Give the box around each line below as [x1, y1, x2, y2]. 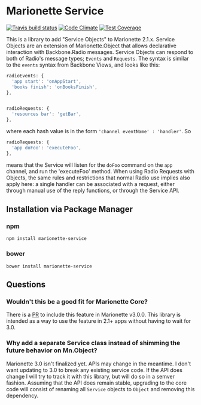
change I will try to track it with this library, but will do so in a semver [6, 373, 175, 380]
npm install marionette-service [6, 236, 87, 242]
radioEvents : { [6, 73, 44, 79]
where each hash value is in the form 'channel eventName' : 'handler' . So [6, 128, 191, 135]
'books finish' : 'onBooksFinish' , [11, 84, 98, 90]
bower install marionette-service [6, 263, 93, 269]
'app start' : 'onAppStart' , [11, 78, 82, 85]
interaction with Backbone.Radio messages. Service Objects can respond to [6, 48, 193, 55]
